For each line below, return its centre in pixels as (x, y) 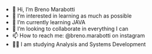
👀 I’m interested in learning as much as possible (72, 16)
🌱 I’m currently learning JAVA (49, 22)
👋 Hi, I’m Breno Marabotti (43, 9)
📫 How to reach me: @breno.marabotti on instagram (78, 35)
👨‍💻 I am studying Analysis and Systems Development (79, 44)
